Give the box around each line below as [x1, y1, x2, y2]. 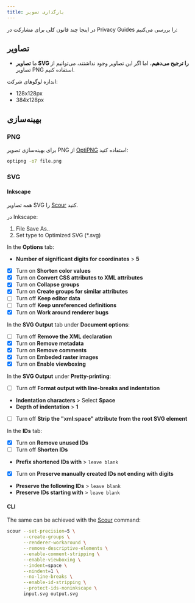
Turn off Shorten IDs [15, 446, 68, 453]
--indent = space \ [23, 562, 68, 569]
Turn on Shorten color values [15, 267, 91, 275]
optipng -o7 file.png [7, 158, 62, 165]
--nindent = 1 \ [23, 568, 60, 574]
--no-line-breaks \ [23, 574, 73, 580]
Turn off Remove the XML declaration [15, 333, 112, 340]
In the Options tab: [7, 243, 54, 251]
